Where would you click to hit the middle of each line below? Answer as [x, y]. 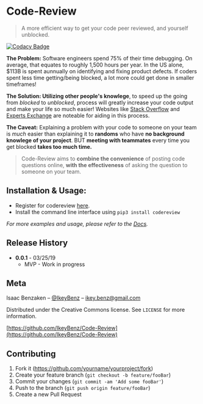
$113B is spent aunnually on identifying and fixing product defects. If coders [101, 71]
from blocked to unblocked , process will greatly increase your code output [100, 103]
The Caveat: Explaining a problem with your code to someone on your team [101, 127]
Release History [37, 243]
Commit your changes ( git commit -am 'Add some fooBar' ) [89, 381]
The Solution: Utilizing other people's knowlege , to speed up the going [97, 96]
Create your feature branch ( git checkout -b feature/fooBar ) [93, 375]
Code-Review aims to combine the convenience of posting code [103, 158]
